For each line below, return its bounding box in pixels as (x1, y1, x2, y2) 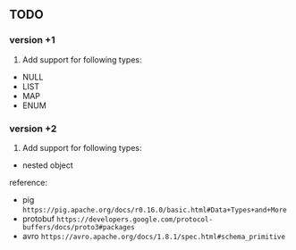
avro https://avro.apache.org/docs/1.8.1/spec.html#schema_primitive (21, 230, 286, 241)
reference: (9, 177, 47, 187)
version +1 (9, 34, 55, 46)
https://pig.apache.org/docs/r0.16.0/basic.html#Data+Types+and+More (21, 205, 288, 214)
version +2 (9, 122, 57, 135)
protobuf (21, 213, 55, 224)
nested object (21, 160, 73, 171)
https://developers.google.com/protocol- (56, 214, 213, 224)
